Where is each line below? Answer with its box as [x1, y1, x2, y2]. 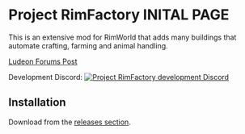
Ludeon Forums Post [8, 57, 78, 66]
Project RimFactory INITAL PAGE [8, 6, 230, 24]
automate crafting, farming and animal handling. [8, 40, 168, 50]
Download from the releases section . [8, 117, 131, 127]
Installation [8, 95, 66, 110]
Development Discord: [8, 72, 83, 82]
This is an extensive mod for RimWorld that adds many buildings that [8, 32, 237, 42]
